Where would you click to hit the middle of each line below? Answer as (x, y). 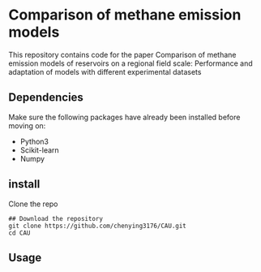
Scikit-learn (39, 150)
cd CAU (19, 233)
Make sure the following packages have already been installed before (124, 117)
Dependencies (46, 98)
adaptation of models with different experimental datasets (105, 71)
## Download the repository (56, 218)
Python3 (34, 141)
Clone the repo (33, 204)
